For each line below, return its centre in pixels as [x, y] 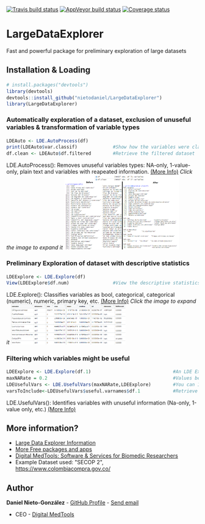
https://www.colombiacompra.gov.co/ [63, 469]
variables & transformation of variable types [73, 127]
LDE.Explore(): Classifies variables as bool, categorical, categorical [91, 295]
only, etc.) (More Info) [49, 409]
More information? [42, 428]
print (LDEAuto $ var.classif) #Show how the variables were [98, 147]
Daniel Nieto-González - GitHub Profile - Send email [73, 503]
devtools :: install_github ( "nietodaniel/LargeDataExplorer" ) [85, 97]
